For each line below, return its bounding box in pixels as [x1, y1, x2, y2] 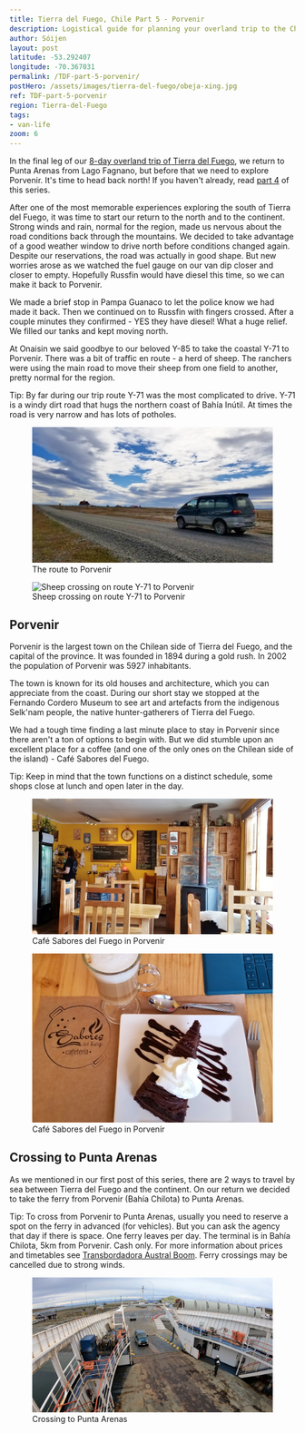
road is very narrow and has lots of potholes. [9, 409, 177, 420]
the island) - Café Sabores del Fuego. [9, 753, 150, 764]
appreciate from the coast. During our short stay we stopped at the [9, 688, 261, 699]
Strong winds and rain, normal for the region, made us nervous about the [9, 221, 282, 232]
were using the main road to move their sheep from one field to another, [9, 363, 279, 374]
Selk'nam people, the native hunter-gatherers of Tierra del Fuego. [9, 707, 256, 718]
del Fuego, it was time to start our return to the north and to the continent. [9, 211, 286, 222]
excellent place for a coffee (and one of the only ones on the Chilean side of [9, 744, 294, 755]
